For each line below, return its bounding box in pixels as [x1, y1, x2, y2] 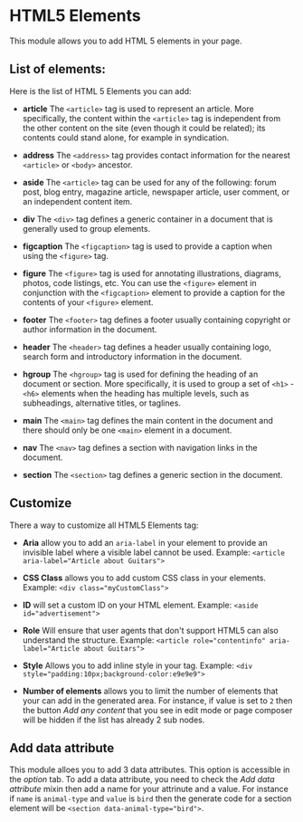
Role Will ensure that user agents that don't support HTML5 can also [22, 625, 279, 636]
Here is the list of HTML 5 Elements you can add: [9, 85, 192, 96]
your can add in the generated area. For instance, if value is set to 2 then [22, 694, 293, 706]
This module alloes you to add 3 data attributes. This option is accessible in [9, 764, 290, 775]
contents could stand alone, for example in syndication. [22, 132, 230, 143]
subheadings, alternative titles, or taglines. [22, 397, 181, 408]
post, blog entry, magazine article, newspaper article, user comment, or [22, 186, 290, 197]
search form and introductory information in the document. [22, 350, 242, 362]
